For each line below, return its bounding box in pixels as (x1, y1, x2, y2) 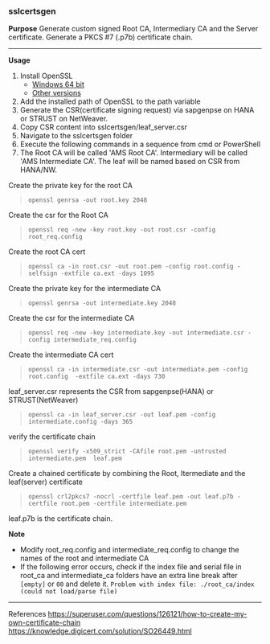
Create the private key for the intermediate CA (8, 284, 162, 293)
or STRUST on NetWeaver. (19, 114, 108, 124)
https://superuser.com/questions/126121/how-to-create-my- (47, 609, 247, 619)
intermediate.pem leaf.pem (27, 454, 122, 463)
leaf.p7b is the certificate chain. (8, 514, 113, 523)
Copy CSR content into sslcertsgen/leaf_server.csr (19, 122, 187, 132)
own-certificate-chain (8, 617, 81, 628)
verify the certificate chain (8, 432, 96, 441)
